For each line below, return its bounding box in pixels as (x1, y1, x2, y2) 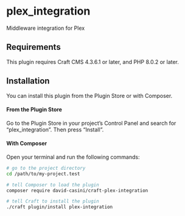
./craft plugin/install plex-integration (6, 204, 113, 211)
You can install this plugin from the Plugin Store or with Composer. (6, 92, 173, 99)
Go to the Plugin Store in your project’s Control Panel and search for (6, 119, 176, 127)
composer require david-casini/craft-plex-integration (6, 187, 148, 193)
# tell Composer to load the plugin (6, 181, 99, 188)
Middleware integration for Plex (6, 24, 85, 32)
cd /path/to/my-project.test (6, 170, 80, 177)
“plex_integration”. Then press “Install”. (6, 126, 104, 133)
